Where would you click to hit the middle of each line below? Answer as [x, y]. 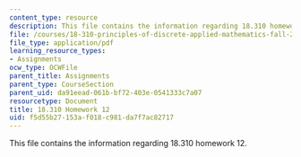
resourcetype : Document [54, 101]
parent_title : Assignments [60, 76]
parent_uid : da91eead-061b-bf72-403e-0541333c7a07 [106, 92]
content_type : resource [54, 17]
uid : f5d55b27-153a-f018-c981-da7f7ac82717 [92, 118]
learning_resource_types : [57, 51]
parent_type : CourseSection [62, 84]
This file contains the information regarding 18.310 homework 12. [129, 144]
